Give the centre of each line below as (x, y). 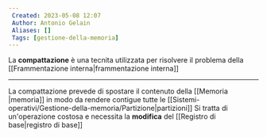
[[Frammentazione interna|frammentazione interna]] (93, 69)
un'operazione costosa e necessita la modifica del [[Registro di (112, 116)
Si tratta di (211, 108)
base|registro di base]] (46, 125)
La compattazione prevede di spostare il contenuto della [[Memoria (118, 91)
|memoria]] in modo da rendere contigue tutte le (87, 100)
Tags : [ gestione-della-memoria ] (65, 38)
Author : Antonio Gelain (51, 23)
